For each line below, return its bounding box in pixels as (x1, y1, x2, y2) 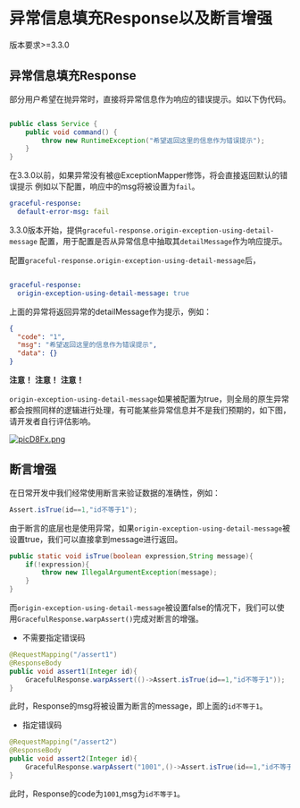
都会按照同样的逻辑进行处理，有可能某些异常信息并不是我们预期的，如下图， (9, 404, 291, 415)
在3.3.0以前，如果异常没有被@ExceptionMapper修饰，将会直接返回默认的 (9, 170, 280, 181)
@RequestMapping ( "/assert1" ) (9, 651, 118, 659)
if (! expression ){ (25, 560, 90, 569)
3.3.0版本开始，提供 (9, 225, 83, 235)
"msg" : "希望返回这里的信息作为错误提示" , (17, 341, 158, 350)
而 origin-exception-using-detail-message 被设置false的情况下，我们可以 (9, 602, 277, 613)
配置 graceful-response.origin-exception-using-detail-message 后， (9, 254, 261, 265)
